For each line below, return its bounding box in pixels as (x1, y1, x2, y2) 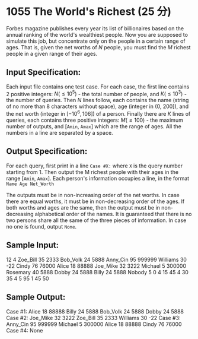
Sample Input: (6, 240, 59, 251)
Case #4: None (6, 327, 43, 334)
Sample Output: (6, 292, 66, 302)
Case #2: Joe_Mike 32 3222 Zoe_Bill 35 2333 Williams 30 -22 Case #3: (6, 314, 181, 321)
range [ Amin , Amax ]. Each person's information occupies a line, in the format (6, 175, 190, 182)
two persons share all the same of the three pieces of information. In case (6, 217, 187, 224)
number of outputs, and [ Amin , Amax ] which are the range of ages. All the (6, 123, 182, 130)
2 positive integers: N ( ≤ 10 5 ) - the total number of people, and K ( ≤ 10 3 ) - (6, 89, 187, 97)
